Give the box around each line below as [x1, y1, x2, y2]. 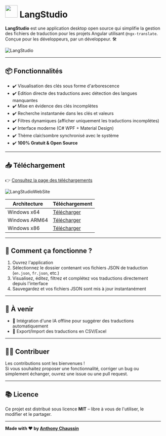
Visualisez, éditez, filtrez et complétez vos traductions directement [12, 275, 148, 281]
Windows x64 [7, 209, 40, 216]
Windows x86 [7, 224, 40, 231]
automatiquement [12, 323, 48, 329]
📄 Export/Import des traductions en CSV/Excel [12, 328, 107, 334]
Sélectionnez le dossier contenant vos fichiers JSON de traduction [12, 265, 148, 271]
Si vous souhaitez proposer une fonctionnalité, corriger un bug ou [5, 365, 139, 371]
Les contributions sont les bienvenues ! [5, 361, 85, 366]
